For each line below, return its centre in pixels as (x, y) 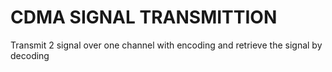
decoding (30, 55)
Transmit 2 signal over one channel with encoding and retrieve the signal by (166, 45)
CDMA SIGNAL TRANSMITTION (144, 17)
